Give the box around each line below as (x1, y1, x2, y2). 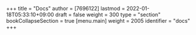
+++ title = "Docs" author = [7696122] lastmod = (6, 5, 125, 12)
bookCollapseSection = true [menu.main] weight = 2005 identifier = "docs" (6, 17, 191, 24)
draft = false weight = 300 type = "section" (55, 11, 161, 18)
